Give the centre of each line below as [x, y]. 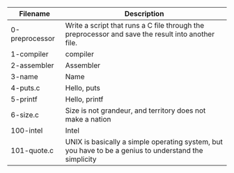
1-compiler [30, 54]
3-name [24, 77]
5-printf [24, 99]
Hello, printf [84, 99]
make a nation [88, 119]
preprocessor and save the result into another [140, 34]
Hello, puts [83, 88]
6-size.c [25, 115]
